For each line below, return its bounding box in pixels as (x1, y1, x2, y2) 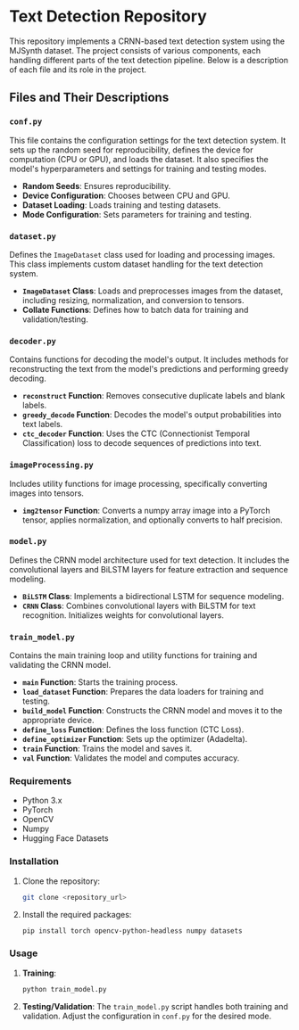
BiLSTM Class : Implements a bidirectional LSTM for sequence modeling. (21, 590, 285, 601)
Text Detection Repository (9, 6, 207, 27)
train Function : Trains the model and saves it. (21, 743, 193, 754)
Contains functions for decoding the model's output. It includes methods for (9, 354, 289, 365)
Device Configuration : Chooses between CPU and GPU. (21, 190, 230, 201)
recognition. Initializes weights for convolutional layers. (21, 609, 225, 621)
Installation (9, 855, 60, 868)
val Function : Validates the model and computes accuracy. (21, 753, 240, 763)
